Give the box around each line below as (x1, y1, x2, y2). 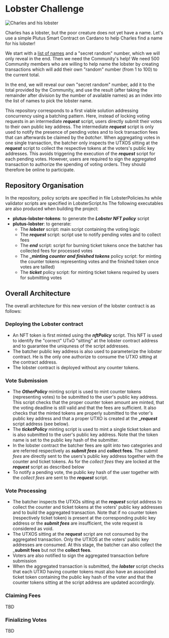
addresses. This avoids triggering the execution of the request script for (5, 150, 155, 156)
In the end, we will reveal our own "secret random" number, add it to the (5, 82, 155, 88)
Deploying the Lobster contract (5, 321, 83, 328)
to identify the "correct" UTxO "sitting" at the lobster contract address (12, 337, 158, 343)
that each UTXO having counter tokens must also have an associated (12, 569, 156, 575)
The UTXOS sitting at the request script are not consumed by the (12, 531, 149, 537)
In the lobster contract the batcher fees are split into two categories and (12, 443, 162, 449)
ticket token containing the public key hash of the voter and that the (12, 574, 153, 580)
